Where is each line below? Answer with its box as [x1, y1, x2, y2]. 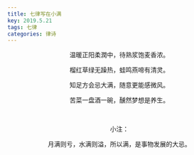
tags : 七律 [7, 23, 38, 31]
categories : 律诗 [7, 30, 57, 38]
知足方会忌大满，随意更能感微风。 [70, 81, 169, 90]
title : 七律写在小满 [7, 10, 62, 18]
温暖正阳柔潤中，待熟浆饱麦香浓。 [70, 50, 169, 59]
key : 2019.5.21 [7, 17, 53, 24]
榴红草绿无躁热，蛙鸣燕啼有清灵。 [70, 65, 169, 75]
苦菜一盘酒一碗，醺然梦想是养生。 [70, 96, 169, 105]
